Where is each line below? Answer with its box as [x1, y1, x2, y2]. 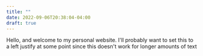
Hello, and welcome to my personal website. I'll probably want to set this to [6, 37, 194, 44]
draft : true [6, 20, 36, 26]
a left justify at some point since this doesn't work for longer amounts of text [6, 43, 197, 50]
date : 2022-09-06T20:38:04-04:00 [6, 14, 91, 20]
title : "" [6, 8, 32, 15]
